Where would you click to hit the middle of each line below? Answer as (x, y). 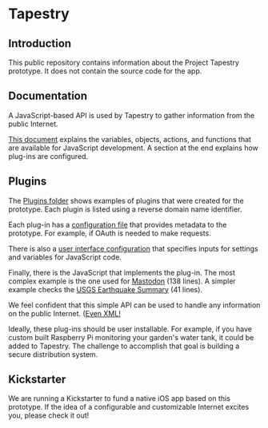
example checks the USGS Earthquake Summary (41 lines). (105, 289)
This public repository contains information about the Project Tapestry (124, 62)
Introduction (40, 44)
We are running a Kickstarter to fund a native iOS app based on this (119, 398)
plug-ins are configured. (48, 156)
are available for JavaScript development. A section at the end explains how (133, 148)
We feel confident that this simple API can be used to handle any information (134, 305)
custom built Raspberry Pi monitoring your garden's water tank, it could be (131, 337)
